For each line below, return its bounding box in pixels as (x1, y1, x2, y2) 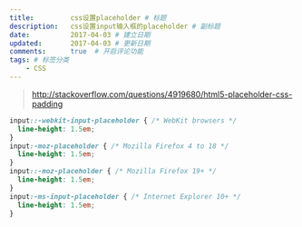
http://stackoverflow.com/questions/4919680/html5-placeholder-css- (31, 88, 293, 100)
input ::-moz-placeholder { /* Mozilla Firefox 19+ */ (9, 167, 218, 176)
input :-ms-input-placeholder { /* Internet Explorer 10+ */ (9, 192, 242, 201)
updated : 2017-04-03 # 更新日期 (9, 38, 151, 48)
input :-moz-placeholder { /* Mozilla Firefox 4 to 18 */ (9, 142, 229, 151)
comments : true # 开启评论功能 (9, 47, 144, 56)
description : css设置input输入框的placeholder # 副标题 (9, 22, 220, 31)
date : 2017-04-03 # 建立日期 (9, 30, 151, 39)
